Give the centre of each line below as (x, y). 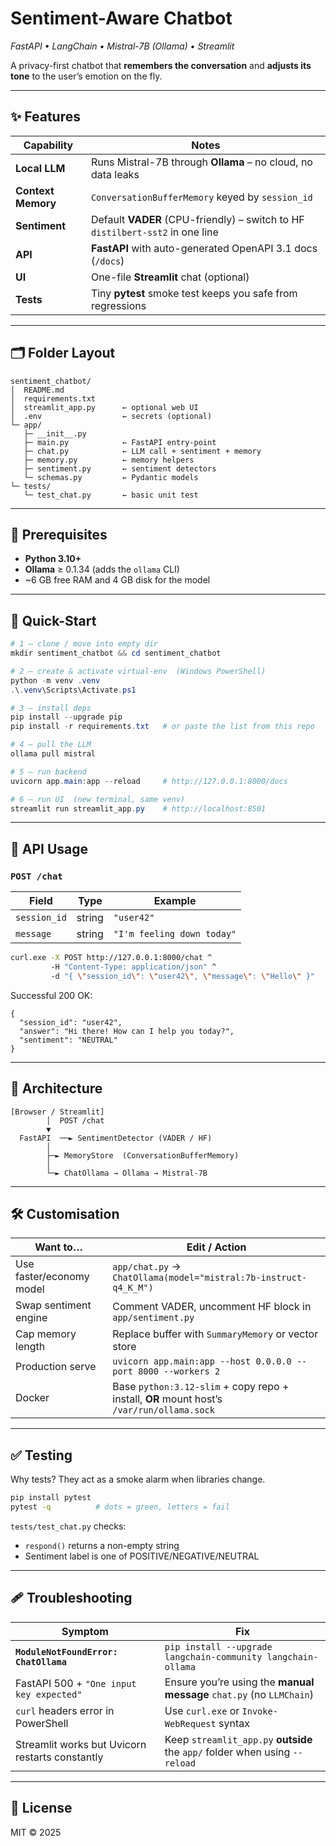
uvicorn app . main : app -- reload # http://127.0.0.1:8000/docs (149, 781)
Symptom (85, 1631)
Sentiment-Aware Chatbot (121, 18)
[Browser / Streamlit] (57, 1112)
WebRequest (190, 1723)
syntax (234, 1723)
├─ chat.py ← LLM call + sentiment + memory (142, 451)
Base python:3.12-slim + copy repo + (201, 1387)
